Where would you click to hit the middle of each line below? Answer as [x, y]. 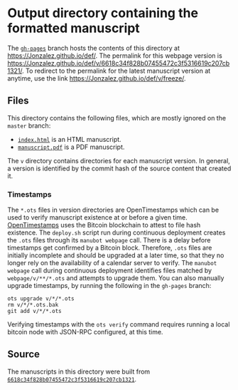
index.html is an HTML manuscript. [70, 139]
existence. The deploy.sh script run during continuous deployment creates [117, 232]
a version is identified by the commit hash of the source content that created [119, 168]
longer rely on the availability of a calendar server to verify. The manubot [112, 263]
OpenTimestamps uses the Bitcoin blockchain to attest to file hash [104, 225]
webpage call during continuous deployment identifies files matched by [109, 271]
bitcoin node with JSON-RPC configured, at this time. [85, 332]
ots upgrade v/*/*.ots [41, 299]
